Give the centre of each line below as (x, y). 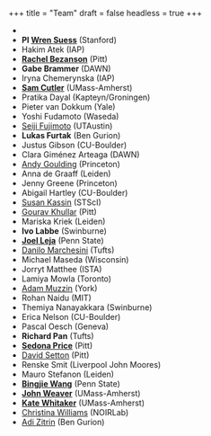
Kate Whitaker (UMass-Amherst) (83, 403)
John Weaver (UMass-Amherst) (81, 393)
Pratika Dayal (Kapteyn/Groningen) (86, 97)
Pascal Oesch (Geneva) (65, 326)
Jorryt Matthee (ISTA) (62, 269)
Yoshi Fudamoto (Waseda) (70, 116)
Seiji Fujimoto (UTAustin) (67, 126)
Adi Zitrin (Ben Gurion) (63, 422)
